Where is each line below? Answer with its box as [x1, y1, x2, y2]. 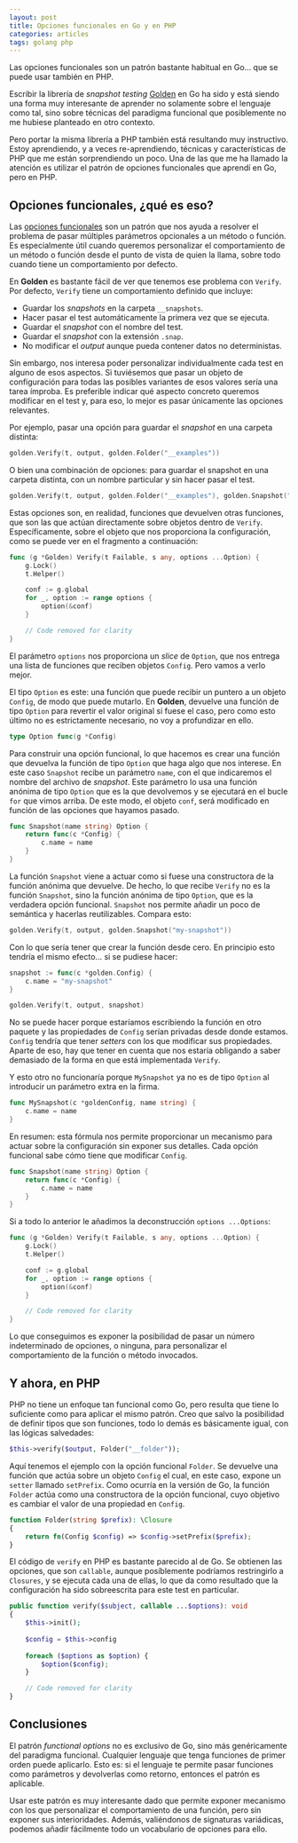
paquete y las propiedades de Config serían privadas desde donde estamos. [9, 1026, 288, 1037]
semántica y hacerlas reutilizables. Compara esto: [9, 908, 192, 919]
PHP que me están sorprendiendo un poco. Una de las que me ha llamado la [9, 153, 288, 164]
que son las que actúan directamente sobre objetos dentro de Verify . [9, 517, 263, 527]
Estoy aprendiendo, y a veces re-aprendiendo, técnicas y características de [9, 144, 286, 154]
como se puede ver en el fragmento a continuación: [9, 535, 199, 546]
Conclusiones [9, 1717, 88, 1732]
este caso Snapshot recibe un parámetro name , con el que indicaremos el [9, 767, 272, 778]
